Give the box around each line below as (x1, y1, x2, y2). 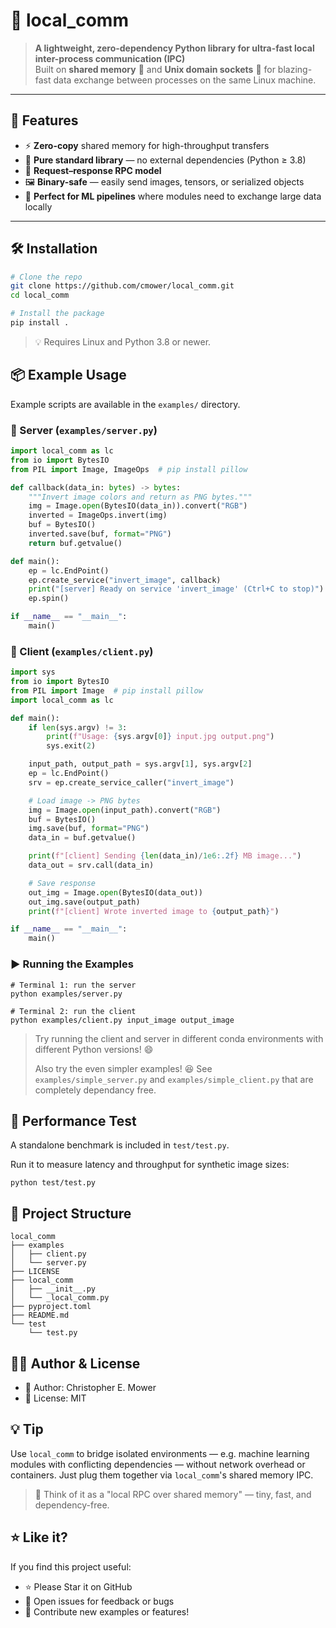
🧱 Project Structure (10, 1205, 132, 1222)
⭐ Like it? (10, 1529, 68, 1546)
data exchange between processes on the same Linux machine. (53, 74, 317, 86)
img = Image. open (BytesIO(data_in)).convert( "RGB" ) (28, 501, 248, 511)
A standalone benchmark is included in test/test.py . (10, 1139, 230, 1151)
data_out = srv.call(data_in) (28, 860, 155, 871)
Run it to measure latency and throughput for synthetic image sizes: (10, 1159, 290, 1171)
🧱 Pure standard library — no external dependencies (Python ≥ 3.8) (24, 154, 307, 166)
